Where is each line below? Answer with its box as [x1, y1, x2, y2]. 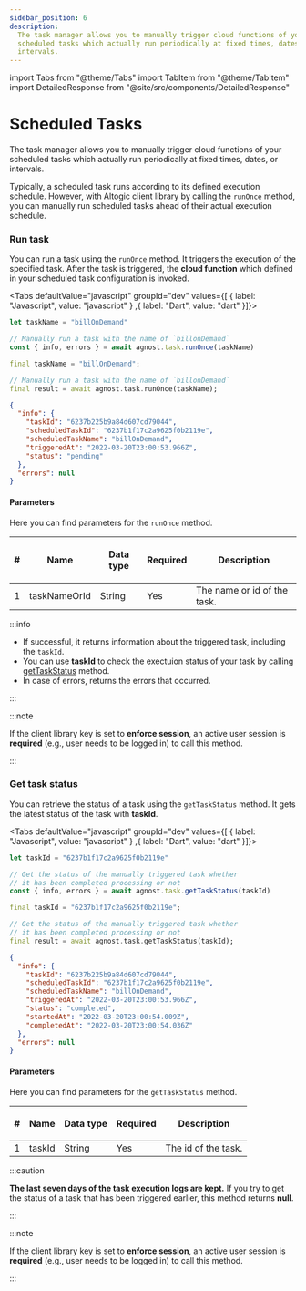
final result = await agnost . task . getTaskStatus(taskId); [9, 936, 234, 945]
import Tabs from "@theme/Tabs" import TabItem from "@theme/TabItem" [9, 72, 290, 83]
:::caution [9, 1164, 46, 1176]
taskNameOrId [28, 589, 91, 602]
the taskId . [22, 645, 65, 656]
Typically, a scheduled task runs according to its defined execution [9, 181, 260, 192]
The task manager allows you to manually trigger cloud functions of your [9, 144, 282, 155]
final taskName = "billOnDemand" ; [9, 359, 141, 368]
